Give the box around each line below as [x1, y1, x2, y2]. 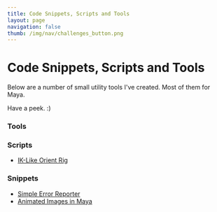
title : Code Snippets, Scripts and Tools [7, 10, 130, 17]
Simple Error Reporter [17, 190, 80, 198]
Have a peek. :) [7, 104, 51, 113]
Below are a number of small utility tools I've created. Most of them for [7, 83, 211, 92]
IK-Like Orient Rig [17, 156, 69, 164]
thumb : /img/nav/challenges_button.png [7, 29, 124, 37]
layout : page [7, 17, 45, 24]
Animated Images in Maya [17, 197, 92, 205]
